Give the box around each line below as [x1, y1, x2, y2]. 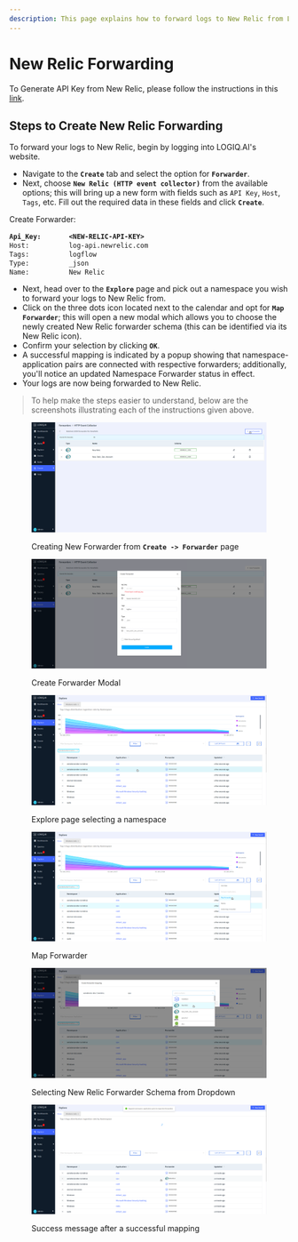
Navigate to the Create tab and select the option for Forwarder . [21, 169, 250, 180]
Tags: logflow [9, 250, 98, 260]
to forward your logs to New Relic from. [21, 293, 167, 304]
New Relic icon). [21, 331, 82, 341]
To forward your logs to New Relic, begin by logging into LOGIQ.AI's [9, 142, 257, 153]
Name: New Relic [9, 268, 105, 277]
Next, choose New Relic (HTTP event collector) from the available [21, 178, 269, 188]
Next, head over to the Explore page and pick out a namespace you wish [21, 284, 288, 294]
